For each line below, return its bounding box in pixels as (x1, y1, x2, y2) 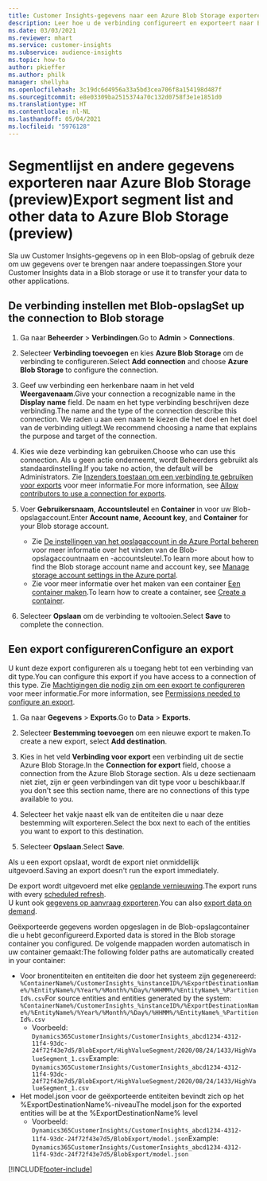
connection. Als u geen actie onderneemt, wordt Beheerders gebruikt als (19, 455, 258, 464)
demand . (8, 907, 37, 916)
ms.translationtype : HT (8, 100, 87, 108)
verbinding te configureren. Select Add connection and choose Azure (19, 356, 249, 366)
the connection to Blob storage (8, 312, 164, 325)
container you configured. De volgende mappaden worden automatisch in (8, 939, 250, 949)
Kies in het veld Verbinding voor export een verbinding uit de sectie (19, 752, 244, 762)
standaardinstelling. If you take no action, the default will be (19, 463, 213, 473)
